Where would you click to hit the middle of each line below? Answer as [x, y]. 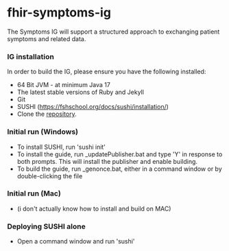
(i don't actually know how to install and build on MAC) [94, 208]
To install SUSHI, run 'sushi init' [61, 147]
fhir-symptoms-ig [59, 13]
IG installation [31, 56]
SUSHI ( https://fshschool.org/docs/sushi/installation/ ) [93, 107]
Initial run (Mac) [34, 193]
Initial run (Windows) [43, 132]
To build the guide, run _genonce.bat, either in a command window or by [120, 169]
